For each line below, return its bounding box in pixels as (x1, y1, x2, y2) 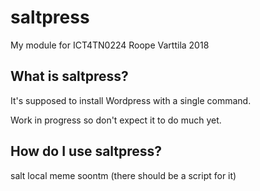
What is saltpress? (10, 68, 129, 85)
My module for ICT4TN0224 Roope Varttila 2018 (10, 39, 210, 51)
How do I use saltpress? (10, 143, 163, 160)
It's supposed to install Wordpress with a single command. (10, 94, 252, 106)
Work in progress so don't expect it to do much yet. (10, 114, 222, 126)
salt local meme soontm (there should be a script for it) (10, 169, 237, 181)
